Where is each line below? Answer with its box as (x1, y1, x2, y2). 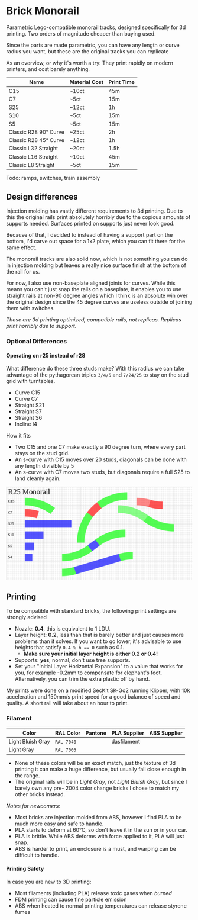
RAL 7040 (55, 739, 77, 745)
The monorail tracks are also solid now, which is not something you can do (6, 256, 188, 263)
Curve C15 (14, 389, 40, 396)
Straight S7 (14, 408, 43, 415)
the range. (14, 771, 40, 779)
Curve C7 (14, 395, 38, 403)
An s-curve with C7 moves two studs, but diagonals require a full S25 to (14, 469, 190, 476)
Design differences (6, 191, 78, 202)
